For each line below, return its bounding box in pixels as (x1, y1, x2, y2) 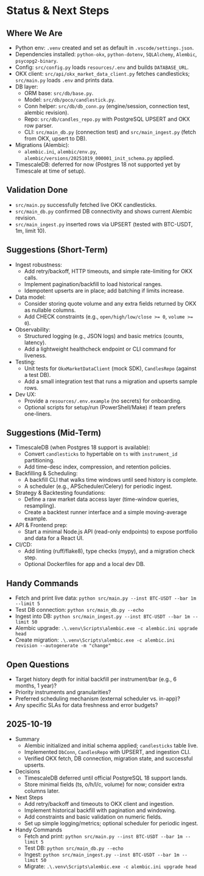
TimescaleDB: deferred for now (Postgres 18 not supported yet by (15, 161, 181, 168)
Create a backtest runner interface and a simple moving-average (24, 509, 188, 516)
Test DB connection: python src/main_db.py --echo (15, 606, 144, 614)
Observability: (15, 326, 51, 333)
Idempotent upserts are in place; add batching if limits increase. (24, 287, 185, 294)
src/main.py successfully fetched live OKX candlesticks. (15, 201, 157, 208)
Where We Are (6, 28, 63, 38)
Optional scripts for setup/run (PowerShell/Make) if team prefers (24, 403, 186, 411)
